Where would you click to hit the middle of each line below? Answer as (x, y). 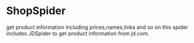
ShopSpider (36, 11)
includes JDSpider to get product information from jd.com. (78, 33)
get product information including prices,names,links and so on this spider (97, 27)
